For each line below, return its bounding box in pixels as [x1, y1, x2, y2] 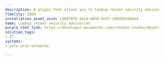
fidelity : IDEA [5, 12, 36, 17]
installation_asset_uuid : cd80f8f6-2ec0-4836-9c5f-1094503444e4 [5, 16, 139, 21]
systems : [5, 39, 23, 44]
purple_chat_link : [5, 25, 42, 30]
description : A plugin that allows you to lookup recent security [5, 7, 143, 12]
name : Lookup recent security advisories [5, 20, 91, 26]
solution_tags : [5, 30, 36, 35]
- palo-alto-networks [5, 43, 49, 48]
